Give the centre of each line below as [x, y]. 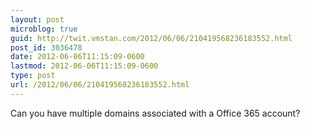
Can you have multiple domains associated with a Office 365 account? [155, 113]
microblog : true [44, 29]
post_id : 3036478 [46, 47]
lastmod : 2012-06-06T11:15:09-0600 [84, 66]
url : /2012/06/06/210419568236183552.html [100, 85]
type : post [33, 76]
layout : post [37, 19]
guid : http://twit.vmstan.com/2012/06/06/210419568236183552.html [151, 38]
